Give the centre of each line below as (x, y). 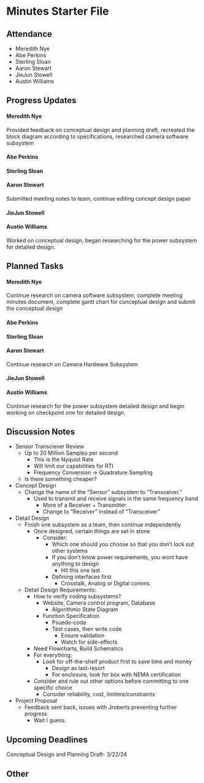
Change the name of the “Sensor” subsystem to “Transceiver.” (103, 492)
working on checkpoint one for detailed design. (66, 412)
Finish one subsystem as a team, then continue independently (103, 525)
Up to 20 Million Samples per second (71, 453)
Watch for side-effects (89, 642)
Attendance (29, 34)
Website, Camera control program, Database (99, 603)
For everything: (53, 655)
